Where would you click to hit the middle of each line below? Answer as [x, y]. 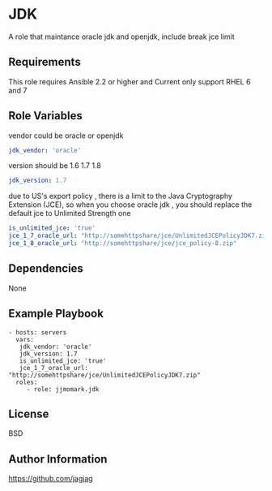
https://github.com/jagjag [51, 479]
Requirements [45, 62]
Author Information [58, 459]
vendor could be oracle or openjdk [66, 136]
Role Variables [45, 116]
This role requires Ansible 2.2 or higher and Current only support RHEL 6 [130, 81]
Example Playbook [56, 314]
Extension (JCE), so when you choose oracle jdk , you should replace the [130, 205]
